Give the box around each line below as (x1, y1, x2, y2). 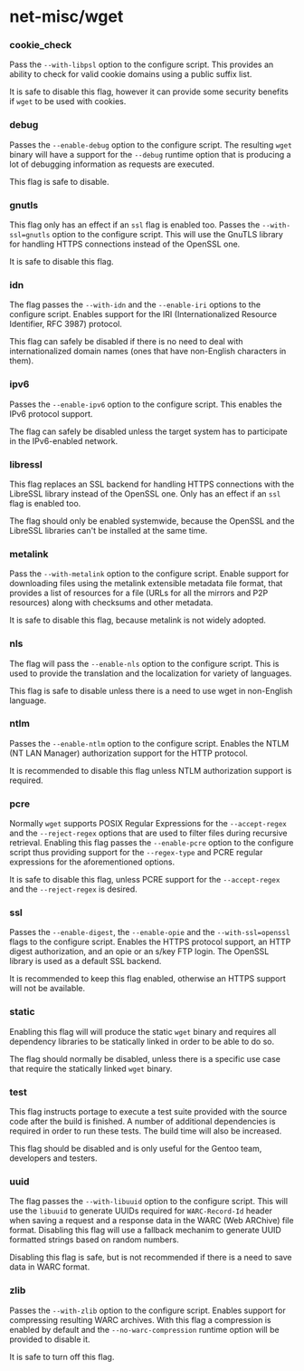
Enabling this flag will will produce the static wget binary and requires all (9, 1026, 277, 1037)
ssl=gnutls (9, 231, 51, 240)
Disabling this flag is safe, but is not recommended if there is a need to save (9, 1252, 292, 1263)
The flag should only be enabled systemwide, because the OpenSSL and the (9, 515, 295, 526)
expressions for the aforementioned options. (9, 856, 176, 867)
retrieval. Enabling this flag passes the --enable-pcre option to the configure (9, 837, 294, 848)
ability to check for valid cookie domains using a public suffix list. (9, 69, 252, 80)
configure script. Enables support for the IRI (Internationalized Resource (9, 309, 278, 320)
